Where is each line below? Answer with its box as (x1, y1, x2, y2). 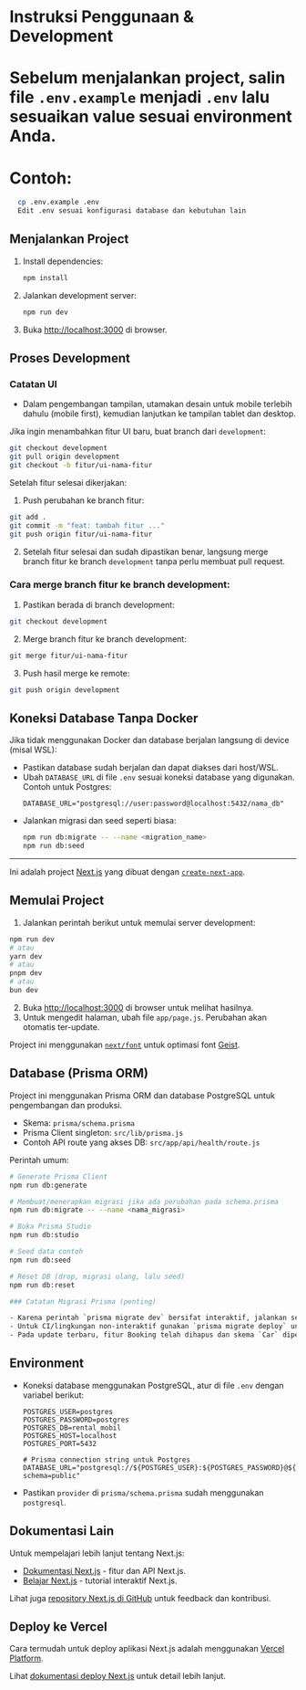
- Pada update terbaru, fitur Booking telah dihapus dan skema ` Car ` (9, 1330, 280, 1339)
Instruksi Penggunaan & (9, 6, 194, 27)
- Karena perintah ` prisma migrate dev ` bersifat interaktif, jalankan (9, 1313, 287, 1323)
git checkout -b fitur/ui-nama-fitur (9, 461, 153, 470)
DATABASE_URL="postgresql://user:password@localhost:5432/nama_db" (22, 799, 284, 809)
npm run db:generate (9, 1181, 88, 1190)
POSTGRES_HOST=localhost (22, 1431, 117, 1440)
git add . (9, 512, 47, 521)
